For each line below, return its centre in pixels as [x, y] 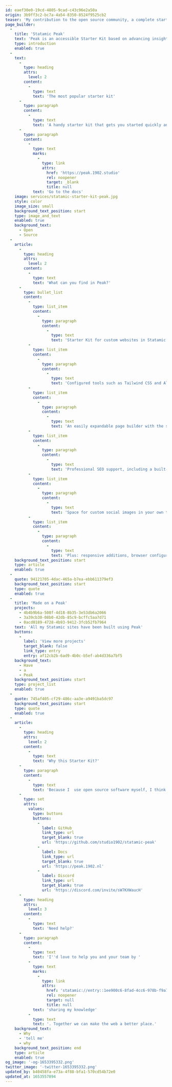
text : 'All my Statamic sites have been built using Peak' [79, 627]
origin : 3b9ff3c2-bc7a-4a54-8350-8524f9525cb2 [56, 15]
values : [36, 809]
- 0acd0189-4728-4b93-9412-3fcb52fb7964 [62, 622]
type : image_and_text [37, 216]
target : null [60, 1000]
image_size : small [34, 206]
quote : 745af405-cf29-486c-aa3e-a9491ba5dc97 [64, 699]
